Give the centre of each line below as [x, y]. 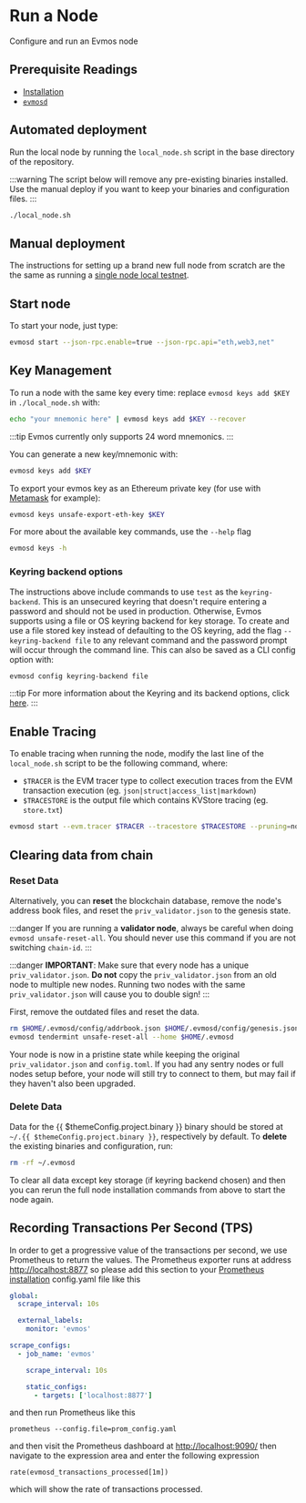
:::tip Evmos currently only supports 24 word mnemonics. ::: [122, 436]
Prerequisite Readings [74, 70]
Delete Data [36, 1107]
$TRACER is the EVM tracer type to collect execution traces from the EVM [158, 781]
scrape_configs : [40, 1346]
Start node [40, 304]
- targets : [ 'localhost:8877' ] [93, 1395]
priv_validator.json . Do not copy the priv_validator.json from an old [143, 974]
